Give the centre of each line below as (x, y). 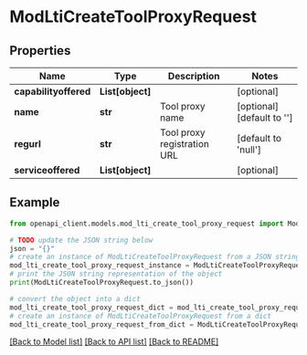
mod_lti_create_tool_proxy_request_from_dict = (102, 324)
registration (185, 144)
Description (194, 76)
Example (35, 203)
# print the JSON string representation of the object (116, 274)
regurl (27, 144)
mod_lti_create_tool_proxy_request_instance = (100, 266)
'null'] (249, 150)
